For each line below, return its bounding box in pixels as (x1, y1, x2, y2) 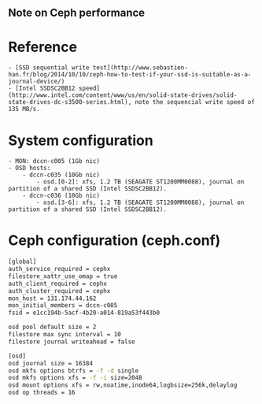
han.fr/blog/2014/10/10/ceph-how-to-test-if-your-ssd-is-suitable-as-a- (8, 71, 252, 79)
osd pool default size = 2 (8, 323, 97, 332)
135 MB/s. (8, 106, 41, 113)
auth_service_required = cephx (8, 265, 111, 273)
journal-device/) (8, 78, 65, 86)
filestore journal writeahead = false (8, 338, 135, 346)
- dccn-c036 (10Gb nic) (22, 192, 101, 200)
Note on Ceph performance (8, 6, 146, 20)
